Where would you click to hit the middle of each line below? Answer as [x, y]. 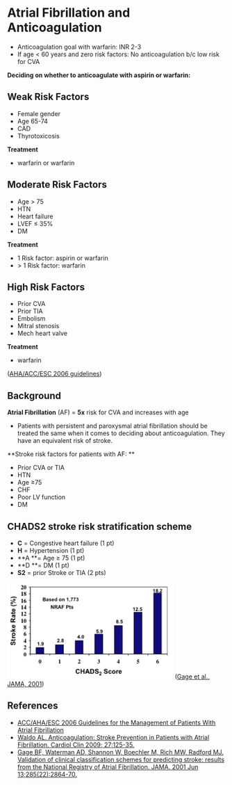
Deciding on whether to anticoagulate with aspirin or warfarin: [99, 75]
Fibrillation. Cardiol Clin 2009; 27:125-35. [76, 745]
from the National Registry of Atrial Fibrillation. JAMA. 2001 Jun [108, 767]
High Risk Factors [46, 287]
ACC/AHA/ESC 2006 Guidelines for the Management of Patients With [116, 722]
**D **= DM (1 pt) [43, 565]
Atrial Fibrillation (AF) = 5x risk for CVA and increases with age [98, 412]
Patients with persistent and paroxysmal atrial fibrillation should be [113, 426]
